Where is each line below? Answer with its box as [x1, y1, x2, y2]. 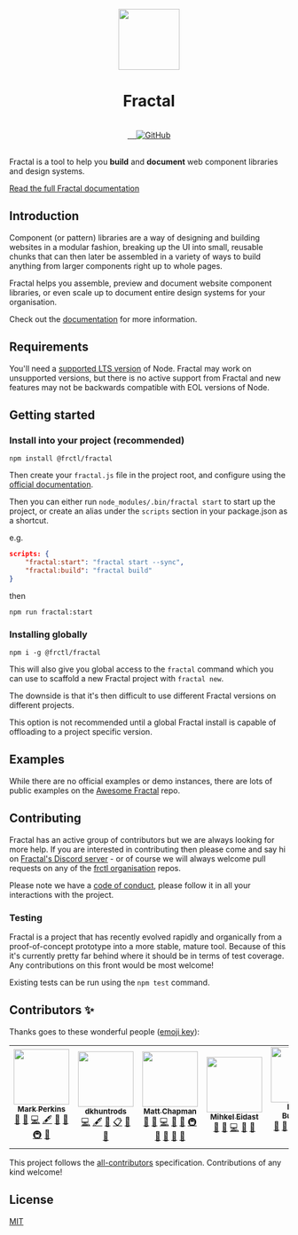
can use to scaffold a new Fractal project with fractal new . [9, 673, 224, 684]
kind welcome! [9, 1167, 63, 1177]
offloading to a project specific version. [9, 727, 153, 737]
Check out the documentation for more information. [9, 313, 198, 324]
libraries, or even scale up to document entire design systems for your [9, 287, 266, 297]
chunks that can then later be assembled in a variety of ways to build [9, 251, 262, 262]
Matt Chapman [143, 1105, 197, 1116]
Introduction [9, 208, 80, 224]
